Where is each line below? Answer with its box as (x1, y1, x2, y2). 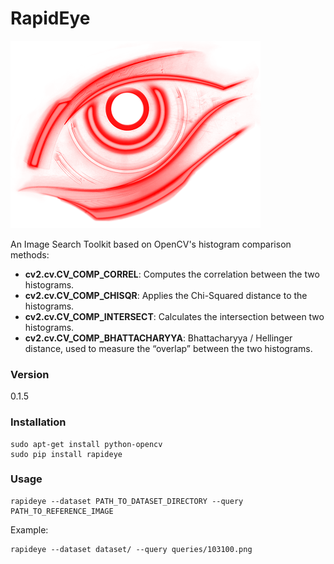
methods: (10, 248, 50, 261)
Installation (10, 415, 67, 429)
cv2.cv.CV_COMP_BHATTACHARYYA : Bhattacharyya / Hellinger (24, 332, 293, 344)
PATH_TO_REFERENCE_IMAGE (10, 506, 114, 516)
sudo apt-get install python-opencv (10, 439, 163, 449)
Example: (10, 523, 49, 536)
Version (10, 367, 50, 381)
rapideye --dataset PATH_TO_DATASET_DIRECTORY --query (10, 496, 244, 506)
